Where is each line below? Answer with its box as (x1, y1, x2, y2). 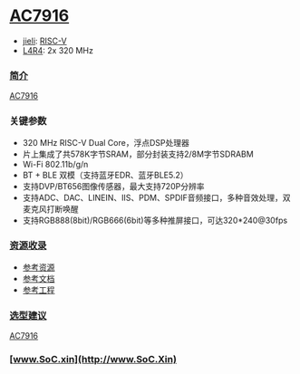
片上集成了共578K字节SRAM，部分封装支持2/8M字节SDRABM (22, 149, 254, 159)
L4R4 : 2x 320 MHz (22, 44, 93, 55)
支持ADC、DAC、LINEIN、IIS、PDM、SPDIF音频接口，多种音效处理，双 (22, 192, 292, 203)
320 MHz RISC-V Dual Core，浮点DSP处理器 (22, 137, 190, 148)
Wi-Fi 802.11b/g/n (22, 158, 89, 169)
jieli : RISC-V (22, 35, 67, 46)
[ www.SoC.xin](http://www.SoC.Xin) (9, 353, 177, 366)
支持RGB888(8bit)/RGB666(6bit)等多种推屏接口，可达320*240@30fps (22, 215, 288, 225)
